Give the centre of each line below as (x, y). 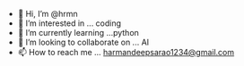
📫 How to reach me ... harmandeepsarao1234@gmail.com (126, 52)
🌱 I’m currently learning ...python (78, 33)
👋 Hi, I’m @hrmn (48, 14)
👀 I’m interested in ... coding (70, 23)
